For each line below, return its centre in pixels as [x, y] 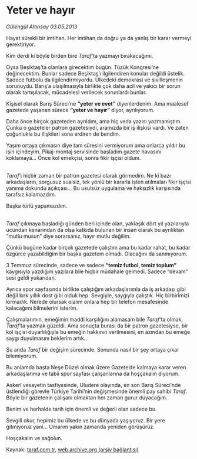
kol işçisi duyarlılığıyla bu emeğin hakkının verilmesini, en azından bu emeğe [98, 332]
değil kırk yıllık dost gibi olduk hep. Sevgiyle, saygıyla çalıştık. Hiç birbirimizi [98, 295]
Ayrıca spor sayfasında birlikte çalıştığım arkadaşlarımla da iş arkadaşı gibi [96, 289]
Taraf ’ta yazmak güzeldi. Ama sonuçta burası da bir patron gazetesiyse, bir [97, 326]
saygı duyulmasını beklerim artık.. [46, 338]
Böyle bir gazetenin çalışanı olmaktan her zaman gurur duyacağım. [87, 397]
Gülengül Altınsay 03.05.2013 [42, 27]
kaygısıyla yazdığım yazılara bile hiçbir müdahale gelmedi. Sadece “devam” [97, 271]
